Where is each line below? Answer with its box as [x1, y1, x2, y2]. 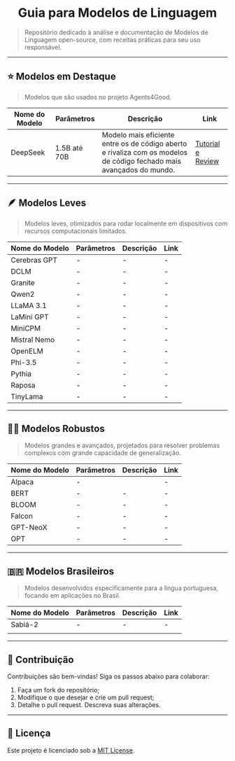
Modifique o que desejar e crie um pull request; [17, 693, 155, 701]
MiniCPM [10, 323, 41, 333]
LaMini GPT [10, 312, 49, 321]
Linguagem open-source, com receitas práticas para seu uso [24, 35, 201, 43]
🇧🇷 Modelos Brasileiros [7, 565, 115, 577]
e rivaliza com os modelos [101, 147, 187, 157]
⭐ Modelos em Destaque [7, 71, 117, 83]
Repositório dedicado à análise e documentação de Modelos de [24, 28, 208, 36]
